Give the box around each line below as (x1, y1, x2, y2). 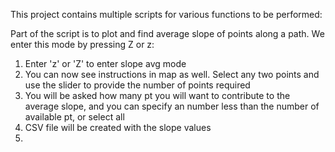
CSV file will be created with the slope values (24, 122, 212, 133)
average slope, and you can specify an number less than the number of (24, 100, 320, 112)
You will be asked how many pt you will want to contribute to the (24, 90, 291, 101)
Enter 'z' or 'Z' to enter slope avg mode (24, 58, 187, 69)
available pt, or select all (24, 111, 125, 123)
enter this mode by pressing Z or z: (10, 39, 155, 50)
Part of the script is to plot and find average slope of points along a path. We (10, 28, 325, 39)
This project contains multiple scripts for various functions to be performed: (10, 9, 323, 20)
